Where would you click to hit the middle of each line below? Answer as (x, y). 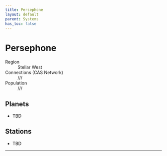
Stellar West (30, 67)
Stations (18, 131)
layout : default (22, 14)
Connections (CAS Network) (34, 73)
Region (12, 62)
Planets (17, 104)
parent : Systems (22, 19)
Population (16, 83)
